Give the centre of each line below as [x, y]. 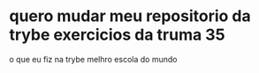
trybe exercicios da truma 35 [117, 35]
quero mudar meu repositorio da [130, 16]
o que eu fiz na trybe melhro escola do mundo [93, 59]
